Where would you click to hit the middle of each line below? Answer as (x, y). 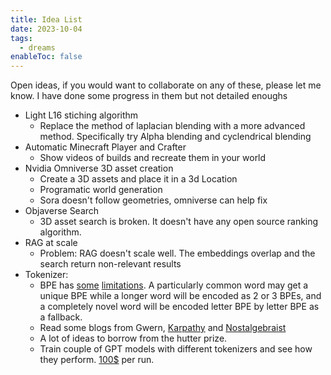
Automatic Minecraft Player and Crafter (105, 147)
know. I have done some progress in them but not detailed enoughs (149, 96)
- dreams (37, 47)
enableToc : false (46, 57)
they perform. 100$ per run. (97, 360)
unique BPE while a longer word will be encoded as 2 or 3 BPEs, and (180, 296)
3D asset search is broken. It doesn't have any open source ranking (179, 222)
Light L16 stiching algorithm (81, 115)
